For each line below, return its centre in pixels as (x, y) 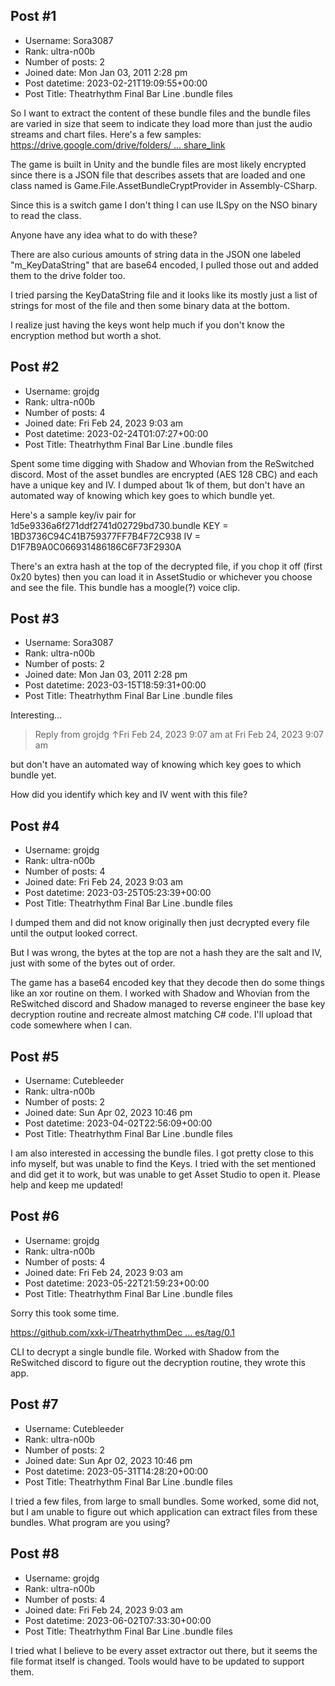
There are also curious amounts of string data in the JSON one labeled (156, 254)
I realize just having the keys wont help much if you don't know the (147, 325)
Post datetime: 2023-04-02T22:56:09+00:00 (118, 1123)
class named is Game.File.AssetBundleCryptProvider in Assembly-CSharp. (164, 185)
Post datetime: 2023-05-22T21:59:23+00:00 (117, 1283)
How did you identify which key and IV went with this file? (129, 795)
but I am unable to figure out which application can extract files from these (164, 1511)
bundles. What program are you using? (90, 1522)
